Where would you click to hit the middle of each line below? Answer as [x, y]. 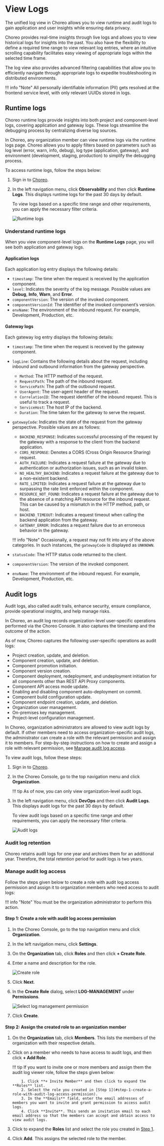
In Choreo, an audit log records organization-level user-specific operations [80, 621]
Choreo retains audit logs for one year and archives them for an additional [80, 853]
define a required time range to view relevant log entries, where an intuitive [81, 48]
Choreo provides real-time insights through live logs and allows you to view [81, 37]
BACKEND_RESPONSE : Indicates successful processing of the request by [89, 437]
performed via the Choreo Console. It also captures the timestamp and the [80, 626]
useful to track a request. [45, 402]
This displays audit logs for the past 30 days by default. [68, 806]
